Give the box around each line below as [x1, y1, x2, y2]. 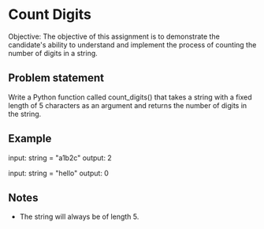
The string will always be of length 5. [19, 212, 139, 222]
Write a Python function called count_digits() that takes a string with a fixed [8, 92, 252, 102]
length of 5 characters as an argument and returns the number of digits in [8, 100, 247, 110]
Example [8, 132, 52, 145]
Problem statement [8, 71, 105, 84]
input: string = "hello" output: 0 [8, 168, 109, 178]
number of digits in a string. [8, 48, 99, 58]
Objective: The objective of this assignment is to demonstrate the [8, 32, 221, 41]
